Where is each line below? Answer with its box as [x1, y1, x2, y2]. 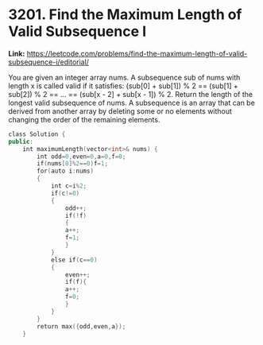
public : [8, 138, 34, 145]
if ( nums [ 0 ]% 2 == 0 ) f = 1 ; [37, 160, 109, 168]
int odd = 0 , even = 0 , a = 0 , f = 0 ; [37, 153, 126, 161]
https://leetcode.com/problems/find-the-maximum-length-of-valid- [26, 48, 248, 58]
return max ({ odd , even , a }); [37, 322, 126, 331]
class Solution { [8, 130, 66, 138]
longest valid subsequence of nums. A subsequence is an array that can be [8, 98, 256, 107]
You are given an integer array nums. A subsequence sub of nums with [8, 72, 241, 82]
